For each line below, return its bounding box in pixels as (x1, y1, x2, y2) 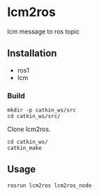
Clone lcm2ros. (7, 125, 51, 133)
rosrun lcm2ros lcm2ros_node (7, 182, 92, 189)
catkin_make (7, 144, 42, 152)
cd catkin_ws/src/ (7, 113, 61, 120)
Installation (7, 47, 57, 59)
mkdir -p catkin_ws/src (7, 107, 77, 114)
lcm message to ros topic (7, 27, 80, 36)
